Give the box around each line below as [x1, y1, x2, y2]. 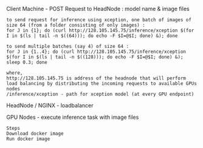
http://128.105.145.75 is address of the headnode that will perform [6, 75, 187, 81]
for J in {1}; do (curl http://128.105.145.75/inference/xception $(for [6, 27, 194, 33]
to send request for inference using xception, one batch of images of [6, 17, 191, 23]
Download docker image [6, 130, 64, 136]
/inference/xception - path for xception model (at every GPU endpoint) [6, 91, 194, 97]
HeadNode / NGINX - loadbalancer [6, 102, 94, 109]
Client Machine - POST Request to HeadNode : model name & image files [6, 5, 190, 12]
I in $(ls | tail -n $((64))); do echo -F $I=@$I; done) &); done [6, 33, 178, 39]
